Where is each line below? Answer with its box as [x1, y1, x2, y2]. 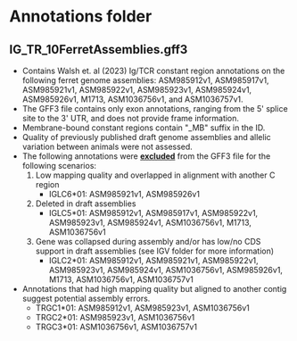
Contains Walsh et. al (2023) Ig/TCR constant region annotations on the [21, 65, 285, 76]
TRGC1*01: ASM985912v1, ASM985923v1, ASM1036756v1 [35, 303, 250, 313]
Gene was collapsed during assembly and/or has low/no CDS [35, 237, 261, 246]
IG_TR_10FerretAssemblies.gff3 [9, 42, 188, 57]
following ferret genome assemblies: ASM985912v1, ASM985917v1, [21, 75, 269, 86]
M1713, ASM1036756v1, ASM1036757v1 [48, 274, 194, 285]
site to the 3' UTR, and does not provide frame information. [21, 113, 239, 123]
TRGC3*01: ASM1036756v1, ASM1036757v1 [35, 321, 198, 332]
